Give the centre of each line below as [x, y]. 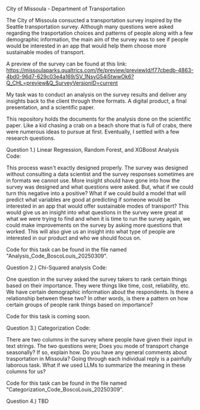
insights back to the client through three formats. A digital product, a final [96, 101]
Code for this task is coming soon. [49, 316]
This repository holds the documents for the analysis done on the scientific [99, 119]
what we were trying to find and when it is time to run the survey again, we [98, 219]
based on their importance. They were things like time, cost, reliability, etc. [98, 285]
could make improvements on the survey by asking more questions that [94, 225]
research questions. [31, 138]
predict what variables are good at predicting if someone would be [88, 200]
